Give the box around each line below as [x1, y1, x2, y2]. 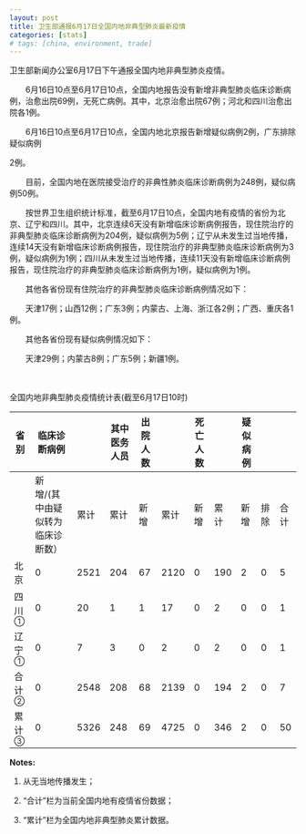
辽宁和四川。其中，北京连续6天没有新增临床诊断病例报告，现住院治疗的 [25, 219, 294, 230]
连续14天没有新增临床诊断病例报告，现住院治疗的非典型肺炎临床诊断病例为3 [9, 242, 294, 252]
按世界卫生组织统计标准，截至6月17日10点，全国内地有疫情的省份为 [25, 207, 278, 219]
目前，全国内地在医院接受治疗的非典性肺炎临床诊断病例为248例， [25, 177, 272, 188]
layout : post [9, 13, 59, 23]
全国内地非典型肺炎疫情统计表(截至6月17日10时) [9, 392, 189, 403]
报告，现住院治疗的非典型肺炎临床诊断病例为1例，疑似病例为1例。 [9, 264, 256, 275]
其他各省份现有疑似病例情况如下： [25, 334, 153, 345]
